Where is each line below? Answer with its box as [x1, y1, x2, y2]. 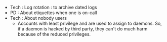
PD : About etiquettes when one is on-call [10, 10, 97, 16]
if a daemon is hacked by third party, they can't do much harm [17, 26, 148, 32]
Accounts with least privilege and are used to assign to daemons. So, [17, 20, 162, 26]
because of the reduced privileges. [17, 31, 91, 37]
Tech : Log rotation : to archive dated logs [10, 5, 97, 10]
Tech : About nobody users [10, 15, 67, 21]
